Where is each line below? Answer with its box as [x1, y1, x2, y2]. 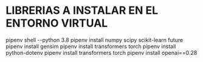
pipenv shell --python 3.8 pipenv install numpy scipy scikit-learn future [5, 36, 184, 43]
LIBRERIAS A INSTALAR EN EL [5, 4, 159, 17]
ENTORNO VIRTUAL [5, 16, 108, 30]
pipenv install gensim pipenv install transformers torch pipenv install [5, 43, 176, 50]
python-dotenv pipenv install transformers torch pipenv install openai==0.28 [5, 49, 198, 56]
